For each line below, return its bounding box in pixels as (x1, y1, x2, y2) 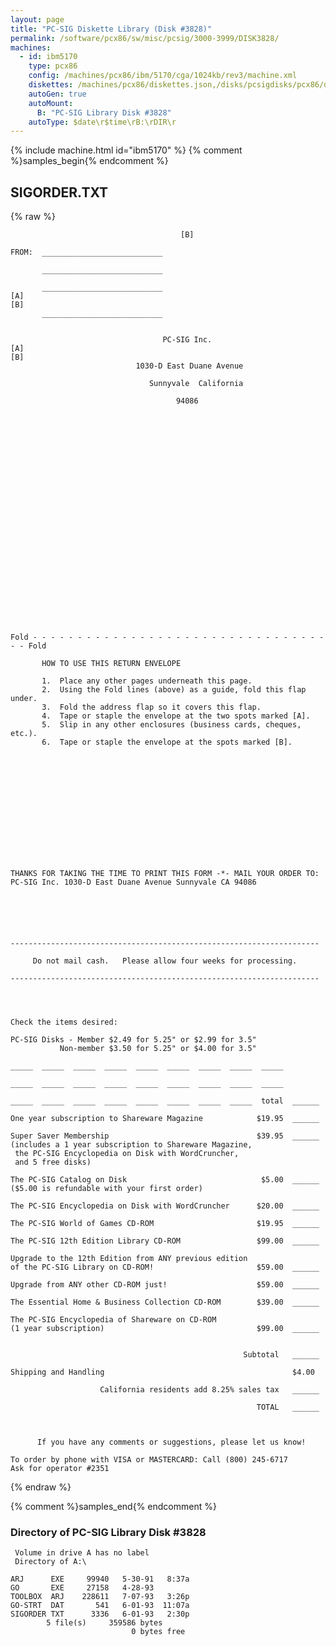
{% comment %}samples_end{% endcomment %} (10, 1501, 217, 1513)
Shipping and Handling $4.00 (10, 1367, 315, 1378)
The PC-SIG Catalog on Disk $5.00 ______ (10, 1175, 320, 1185)
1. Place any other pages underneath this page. (41, 676, 253, 686)
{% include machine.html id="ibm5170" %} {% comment (10, 144, 243, 156)
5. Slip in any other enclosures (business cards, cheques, (41, 720, 302, 730)
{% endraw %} (10, 1481, 72, 1493)
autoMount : (28, 98, 74, 108)
